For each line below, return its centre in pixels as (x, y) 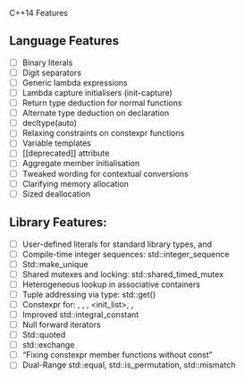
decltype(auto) (50, 123)
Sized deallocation (56, 194)
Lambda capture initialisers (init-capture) (97, 93)
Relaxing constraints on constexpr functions (103, 133)
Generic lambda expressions (75, 82)
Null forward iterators (61, 324)
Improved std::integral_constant (80, 314)
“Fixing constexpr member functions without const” (117, 355)
